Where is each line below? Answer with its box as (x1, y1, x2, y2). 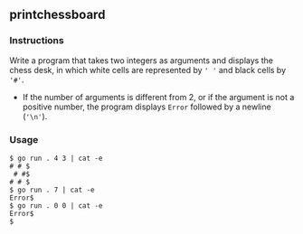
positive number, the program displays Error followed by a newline (22, 101, 271, 112)
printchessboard (9, 7, 106, 23)
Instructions (9, 34, 65, 47)
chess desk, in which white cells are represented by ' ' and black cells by (9, 64, 287, 75)
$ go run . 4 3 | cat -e (9, 154, 103, 163)
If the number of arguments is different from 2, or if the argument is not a (22, 91, 295, 102)
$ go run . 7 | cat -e (9, 185, 95, 194)
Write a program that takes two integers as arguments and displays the (9, 54, 274, 66)
